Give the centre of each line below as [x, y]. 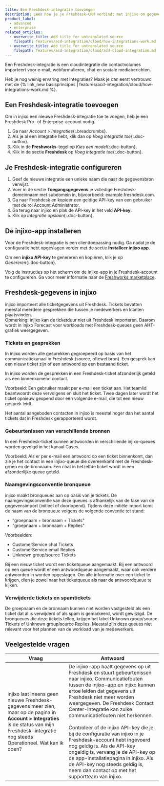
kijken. [12, 585]
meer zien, [43, 706]
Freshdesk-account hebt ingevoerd [109, 740]
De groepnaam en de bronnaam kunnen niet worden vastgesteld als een [78, 608]
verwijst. [21, 184]
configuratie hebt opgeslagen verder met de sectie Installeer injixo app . [78, 248]
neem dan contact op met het [102, 770]
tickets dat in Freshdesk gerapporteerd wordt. [51, 418]
